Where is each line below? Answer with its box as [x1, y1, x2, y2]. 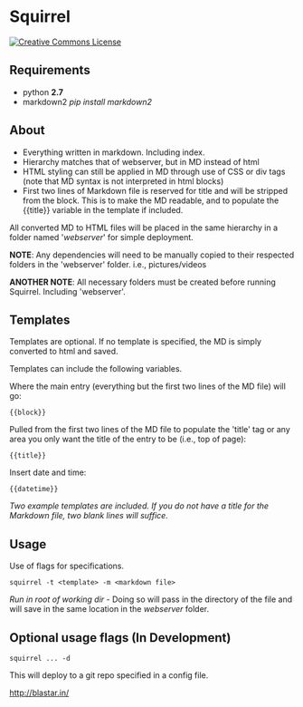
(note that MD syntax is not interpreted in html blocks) [22, 175, 224, 187]
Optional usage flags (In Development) [9, 630, 232, 645]
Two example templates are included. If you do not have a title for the [9, 500, 270, 511]
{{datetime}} [9, 485, 59, 494]
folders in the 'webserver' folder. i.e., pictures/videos [9, 258, 207, 269]
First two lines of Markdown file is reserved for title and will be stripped [22, 185, 288, 196]
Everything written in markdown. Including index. [22, 147, 205, 158]
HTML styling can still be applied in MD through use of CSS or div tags [22, 166, 286, 177]
